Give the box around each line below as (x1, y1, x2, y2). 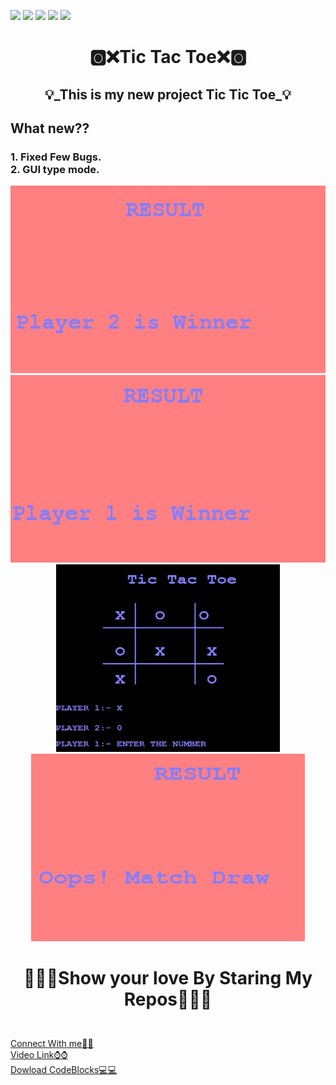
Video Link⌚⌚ (10, 1049, 68, 1061)
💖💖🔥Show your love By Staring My (23, 967, 313, 990)
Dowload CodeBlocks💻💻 (10, 1064, 118, 1076)
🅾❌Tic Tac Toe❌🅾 (89, 46, 247, 69)
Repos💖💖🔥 (123, 988, 213, 1011)
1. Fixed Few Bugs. (10, 150, 102, 164)
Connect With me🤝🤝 (10, 1038, 94, 1050)
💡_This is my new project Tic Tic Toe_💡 (44, 86, 292, 103)
